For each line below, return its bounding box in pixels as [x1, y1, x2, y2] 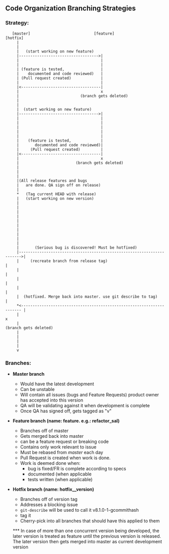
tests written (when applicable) [27, 476, 93, 482]
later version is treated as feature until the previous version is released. [12, 533, 161, 539]
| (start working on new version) [16, 196, 94, 201]
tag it [20, 512, 31, 518]
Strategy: [5, 19, 29, 27]
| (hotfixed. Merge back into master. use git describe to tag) [16, 294, 158, 299]
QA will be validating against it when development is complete [20, 402, 150, 408]
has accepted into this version [20, 397, 84, 403]
